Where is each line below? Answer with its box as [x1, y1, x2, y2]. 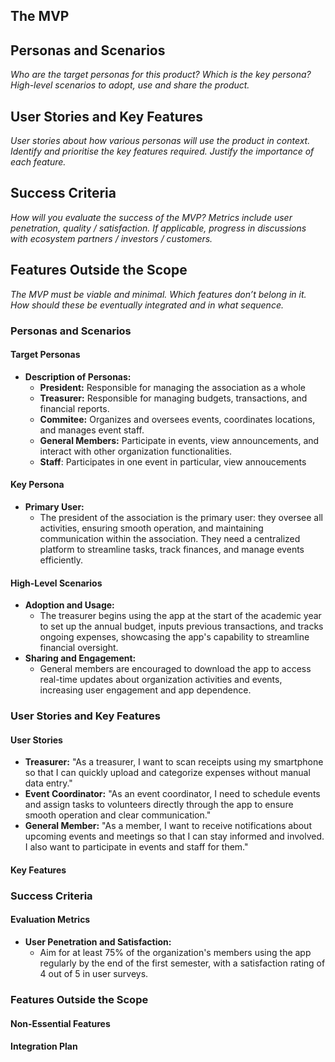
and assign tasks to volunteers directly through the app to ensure [24, 799, 294, 811]
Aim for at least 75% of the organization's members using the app [39, 947, 312, 959]
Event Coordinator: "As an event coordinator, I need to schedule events [24, 788, 321, 800]
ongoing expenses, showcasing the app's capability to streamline [39, 631, 310, 643]
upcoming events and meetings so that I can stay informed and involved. [24, 830, 325, 843]
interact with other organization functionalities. [39, 445, 233, 457]
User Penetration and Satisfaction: [24, 936, 172, 948]
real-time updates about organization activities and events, [39, 674, 283, 686]
